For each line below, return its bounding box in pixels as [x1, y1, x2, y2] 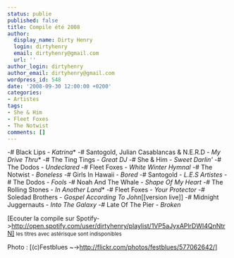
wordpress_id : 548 [7, 76, 61, 83]
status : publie [7, 10, 52, 18]
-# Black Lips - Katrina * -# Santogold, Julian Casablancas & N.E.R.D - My [7, 148, 221, 156]
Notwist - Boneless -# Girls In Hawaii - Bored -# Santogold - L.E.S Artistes [7, 170, 223, 179]
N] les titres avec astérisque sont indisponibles [7, 229, 122, 238]
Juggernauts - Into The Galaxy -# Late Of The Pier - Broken [7, 201, 181, 209]
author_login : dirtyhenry [7, 63, 83, 70]
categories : [7, 89, 42, 96]
